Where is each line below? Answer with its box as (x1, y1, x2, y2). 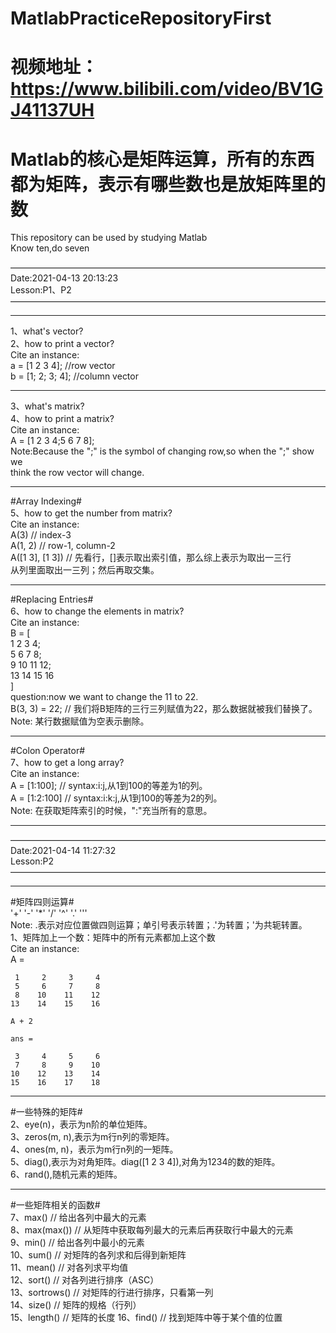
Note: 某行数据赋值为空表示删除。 (10, 715, 150, 727)
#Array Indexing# (10, 495, 82, 507)
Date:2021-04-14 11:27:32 (10, 845, 117, 857)
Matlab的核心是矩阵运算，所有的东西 (10, 148, 315, 171)
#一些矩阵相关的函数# (10, 1199, 101, 1211)
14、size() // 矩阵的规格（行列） (10, 1299, 142, 1311)
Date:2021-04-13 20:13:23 (10, 272, 119, 284)
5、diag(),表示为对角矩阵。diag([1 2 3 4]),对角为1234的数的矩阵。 (10, 1156, 281, 1168)
